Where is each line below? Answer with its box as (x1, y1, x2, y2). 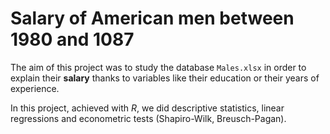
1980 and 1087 (10, 28, 135, 51)
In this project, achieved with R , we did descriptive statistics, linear (10, 102, 285, 114)
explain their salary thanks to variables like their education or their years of (10, 72, 320, 84)
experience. (10, 82, 60, 94)
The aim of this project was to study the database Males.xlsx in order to (10, 61, 307, 73)
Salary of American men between (10, 7, 295, 30)
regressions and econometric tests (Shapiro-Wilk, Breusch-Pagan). (10, 112, 287, 124)
